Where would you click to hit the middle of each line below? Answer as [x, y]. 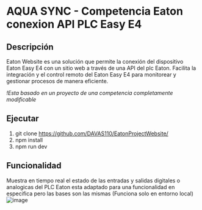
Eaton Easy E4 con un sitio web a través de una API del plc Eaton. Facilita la [101, 68]
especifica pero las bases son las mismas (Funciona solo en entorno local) [100, 193]
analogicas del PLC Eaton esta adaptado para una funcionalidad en [91, 187]
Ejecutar [23, 118]
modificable [21, 99]
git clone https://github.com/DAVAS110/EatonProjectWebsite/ [92, 133]
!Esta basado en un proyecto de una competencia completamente [90, 93]
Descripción [30, 47]
